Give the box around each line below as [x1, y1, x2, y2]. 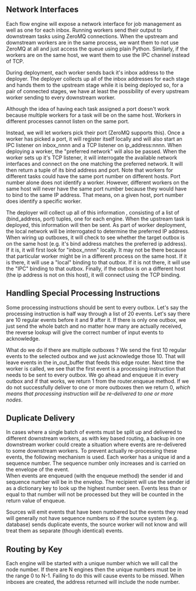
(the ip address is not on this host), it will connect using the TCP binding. [6, 271, 181, 278]
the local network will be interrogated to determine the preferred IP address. [6, 227, 190, 235]
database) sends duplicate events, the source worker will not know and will [6, 521, 187, 528]
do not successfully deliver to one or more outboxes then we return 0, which [6, 383, 191, 390]
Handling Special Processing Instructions [6, 288, 160, 298]
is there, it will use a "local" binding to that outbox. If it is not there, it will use [6, 259, 190, 266]
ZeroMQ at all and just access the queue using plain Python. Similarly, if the [6, 45, 188, 52]
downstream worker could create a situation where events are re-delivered [6, 441, 187, 448]
